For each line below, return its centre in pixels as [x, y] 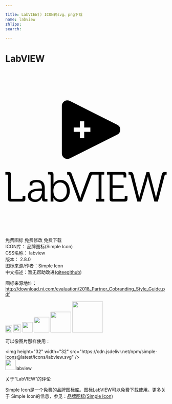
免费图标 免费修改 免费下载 [34, 240]
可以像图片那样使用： [28, 341]
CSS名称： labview [25, 253]
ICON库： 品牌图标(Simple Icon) [39, 247]
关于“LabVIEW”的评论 [28, 379]
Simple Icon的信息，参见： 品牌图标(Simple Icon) [62, 396]
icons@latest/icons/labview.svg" [40, 357]
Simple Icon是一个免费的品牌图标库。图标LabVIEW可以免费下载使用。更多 [83, 390]
